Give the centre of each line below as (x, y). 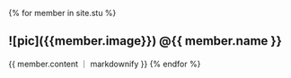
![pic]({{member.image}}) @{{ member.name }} (145, 41)
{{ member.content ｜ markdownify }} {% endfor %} (105, 64)
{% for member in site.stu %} (62, 13)
